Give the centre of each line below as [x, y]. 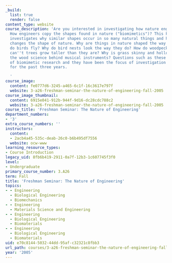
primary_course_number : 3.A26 [38, 171]
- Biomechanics [26, 200]
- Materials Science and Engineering [50, 210]
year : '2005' [19, 252]
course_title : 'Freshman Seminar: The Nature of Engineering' [73, 110]
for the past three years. [39, 67]
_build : [14, 10]
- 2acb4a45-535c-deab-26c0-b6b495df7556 [53, 138]
